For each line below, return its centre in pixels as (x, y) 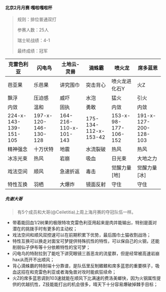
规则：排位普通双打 (37, 19)
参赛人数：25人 (33, 30)
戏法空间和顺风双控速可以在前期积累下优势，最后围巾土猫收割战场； (82, 235)
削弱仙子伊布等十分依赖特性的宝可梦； (51, 248)
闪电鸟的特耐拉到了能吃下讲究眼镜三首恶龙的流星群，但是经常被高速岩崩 (86, 253)
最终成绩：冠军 (32, 51)
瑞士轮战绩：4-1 (34, 41)
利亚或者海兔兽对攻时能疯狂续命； (82, 272)
